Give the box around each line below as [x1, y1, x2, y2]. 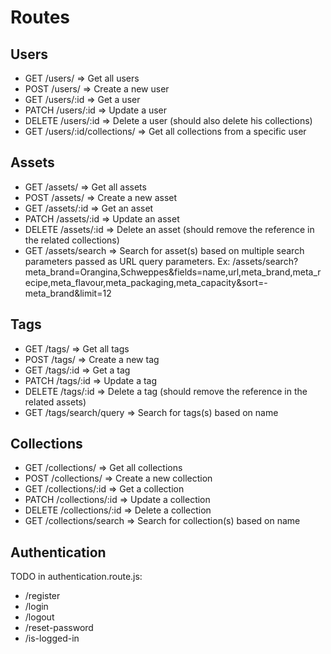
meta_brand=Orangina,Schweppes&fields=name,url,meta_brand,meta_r [24, 266, 322, 278]
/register [24, 590, 61, 602]
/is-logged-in [24, 632, 80, 645]
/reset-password [24, 622, 94, 634]
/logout [24, 611, 55, 623]
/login [24, 601, 49, 613]
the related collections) [24, 234, 120, 246]
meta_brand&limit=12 [24, 287, 112, 299]
